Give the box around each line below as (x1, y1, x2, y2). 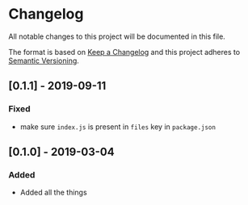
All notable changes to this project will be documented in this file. (8, 31, 226, 41)
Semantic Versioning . (8, 56, 79, 65)
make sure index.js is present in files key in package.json (19, 122, 216, 132)
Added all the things (19, 187, 87, 198)
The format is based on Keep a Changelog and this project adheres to (8, 47, 241, 56)
